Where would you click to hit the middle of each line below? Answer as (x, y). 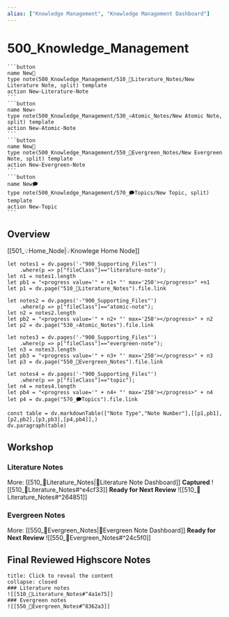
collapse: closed (32, 582)
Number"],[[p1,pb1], (192, 414)
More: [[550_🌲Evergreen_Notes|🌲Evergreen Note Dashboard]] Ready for (111, 530)
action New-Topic (32, 207)
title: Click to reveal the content (60, 576)
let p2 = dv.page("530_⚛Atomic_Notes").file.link (81, 326)
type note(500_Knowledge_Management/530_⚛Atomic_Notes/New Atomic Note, (115, 116)
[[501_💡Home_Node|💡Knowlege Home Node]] (73, 251)
